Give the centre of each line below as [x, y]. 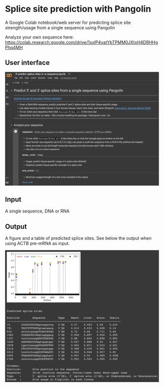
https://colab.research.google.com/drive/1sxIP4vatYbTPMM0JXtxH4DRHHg [82, 42]
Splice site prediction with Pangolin [78, 9]
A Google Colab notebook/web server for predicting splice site [68, 22]
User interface [27, 63]
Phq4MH [14, 47]
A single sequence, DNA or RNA [37, 211]
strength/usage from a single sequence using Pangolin [60, 27]
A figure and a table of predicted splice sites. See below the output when [78, 238]
